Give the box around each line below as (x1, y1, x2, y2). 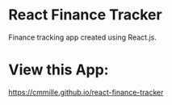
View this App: (8, 61, 109, 79)
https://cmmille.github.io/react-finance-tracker (8, 87, 164, 97)
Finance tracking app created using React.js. (8, 32, 157, 42)
